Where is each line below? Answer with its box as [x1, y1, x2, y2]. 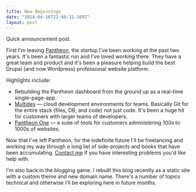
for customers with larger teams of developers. [14, 113, 128, 120]
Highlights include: [6, 77, 51, 84]
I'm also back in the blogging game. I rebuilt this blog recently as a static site [6, 167, 190, 174]
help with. [6, 156, 30, 163]
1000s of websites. [14, 125, 60, 132]
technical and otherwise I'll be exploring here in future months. [6, 179, 157, 186]
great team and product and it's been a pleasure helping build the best [6, 59, 176, 66]
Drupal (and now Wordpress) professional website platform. [6, 66, 150, 73]
